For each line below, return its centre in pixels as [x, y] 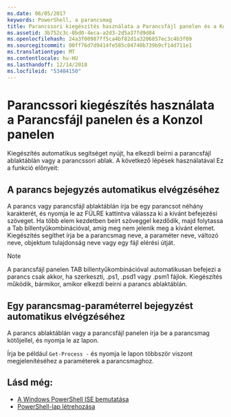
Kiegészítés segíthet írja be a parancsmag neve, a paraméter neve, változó [113, 235]
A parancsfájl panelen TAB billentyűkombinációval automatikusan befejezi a [114, 270]
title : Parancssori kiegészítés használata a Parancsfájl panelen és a [112, 26]
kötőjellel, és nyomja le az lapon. [53, 341]
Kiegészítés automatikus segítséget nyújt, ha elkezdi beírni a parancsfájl [109, 153]
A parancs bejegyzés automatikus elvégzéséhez [113, 190]
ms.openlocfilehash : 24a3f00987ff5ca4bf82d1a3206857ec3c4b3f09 [100, 39]
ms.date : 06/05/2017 [37, 13]
